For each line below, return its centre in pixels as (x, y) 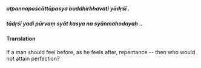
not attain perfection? (33, 58)
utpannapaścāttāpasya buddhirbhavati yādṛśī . (68, 8)
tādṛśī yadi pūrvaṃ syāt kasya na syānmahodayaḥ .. (75, 23)
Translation (21, 39)
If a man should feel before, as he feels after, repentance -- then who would (101, 52)
